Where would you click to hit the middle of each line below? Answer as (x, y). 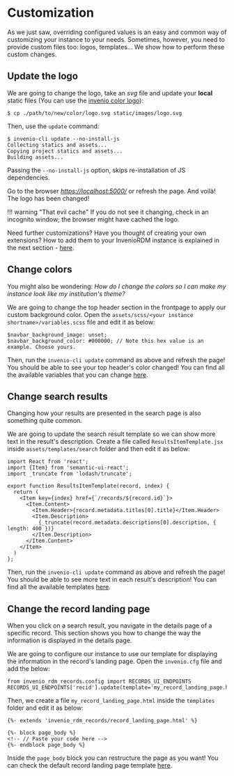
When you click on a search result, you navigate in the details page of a (110, 626)
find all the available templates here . (59, 587)
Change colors (40, 270)
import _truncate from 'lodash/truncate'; (70, 474)
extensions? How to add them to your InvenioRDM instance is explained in (113, 240)
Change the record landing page (79, 608)
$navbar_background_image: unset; (57, 335)
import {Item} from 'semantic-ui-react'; (68, 468)
